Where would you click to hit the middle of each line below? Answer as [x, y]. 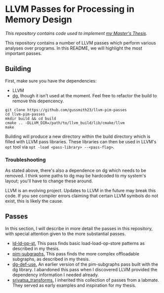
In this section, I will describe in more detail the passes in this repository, [79, 228]
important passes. [23, 53]
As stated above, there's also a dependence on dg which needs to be [76, 170]
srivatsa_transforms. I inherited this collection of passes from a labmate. [86, 280]
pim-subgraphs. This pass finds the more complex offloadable [76, 253]
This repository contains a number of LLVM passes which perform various [81, 42]
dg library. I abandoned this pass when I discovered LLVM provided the [85, 269]
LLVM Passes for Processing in [70, 9]
